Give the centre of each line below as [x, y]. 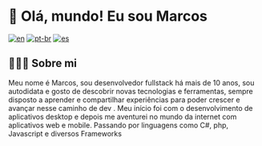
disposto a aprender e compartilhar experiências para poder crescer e [124, 100]
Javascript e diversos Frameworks [65, 133]
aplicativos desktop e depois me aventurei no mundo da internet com [123, 116]
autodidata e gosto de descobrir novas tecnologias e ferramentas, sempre [131, 91]
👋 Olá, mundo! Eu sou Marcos [108, 16]
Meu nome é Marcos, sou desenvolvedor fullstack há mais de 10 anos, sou [131, 82]
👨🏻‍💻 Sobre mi [43, 63]
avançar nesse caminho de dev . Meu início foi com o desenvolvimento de [131, 108]
